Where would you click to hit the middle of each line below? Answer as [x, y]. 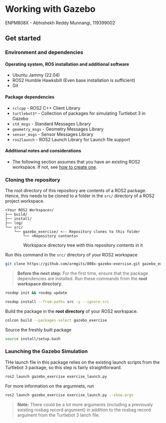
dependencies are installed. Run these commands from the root [82, 279]
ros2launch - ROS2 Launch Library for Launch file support [71, 139]
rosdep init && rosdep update [36, 293]
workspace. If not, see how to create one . [55, 167]
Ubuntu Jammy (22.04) [36, 75]
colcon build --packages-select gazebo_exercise [56, 320]
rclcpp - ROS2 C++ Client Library [46, 108]
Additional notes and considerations [43, 151]
